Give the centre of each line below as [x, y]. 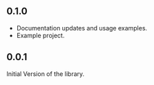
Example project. [40, 35]
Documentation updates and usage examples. [82, 28]
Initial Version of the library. [46, 74]
